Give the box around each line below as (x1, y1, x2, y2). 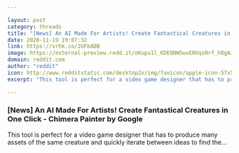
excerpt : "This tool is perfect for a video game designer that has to (7, 76, 224, 83)
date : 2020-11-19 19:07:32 (7, 36, 87, 43)
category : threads (7, 23, 62, 30)
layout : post (7, 16, 46, 23)
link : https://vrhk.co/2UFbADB (7, 43, 100, 50)
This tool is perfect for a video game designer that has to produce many (7, 130, 218, 139)
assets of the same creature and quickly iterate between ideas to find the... (7, 137, 228, 146)
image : (7, 50, 27, 57)
